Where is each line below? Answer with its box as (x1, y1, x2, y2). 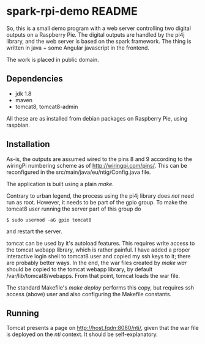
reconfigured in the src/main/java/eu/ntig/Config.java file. (6, 168, 151, 176)
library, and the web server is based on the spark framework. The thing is (6, 37, 192, 45)
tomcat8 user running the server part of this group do (6, 205, 141, 212)
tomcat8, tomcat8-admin (15, 103, 78, 110)
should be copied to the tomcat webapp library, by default (6, 265, 153, 273)
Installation (6, 139, 50, 149)
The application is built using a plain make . (6, 180, 114, 187)
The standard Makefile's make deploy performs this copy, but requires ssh (6, 283, 195, 291)
